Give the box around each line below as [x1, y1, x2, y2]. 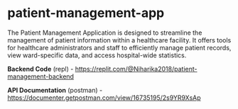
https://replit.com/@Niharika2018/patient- [75, 64, 198, 73]
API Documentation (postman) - [7, 86, 103, 94]
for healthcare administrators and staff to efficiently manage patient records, [7, 43, 232, 52]
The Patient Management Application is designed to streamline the [7, 28, 202, 37]
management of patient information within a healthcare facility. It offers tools [7, 35, 232, 44]
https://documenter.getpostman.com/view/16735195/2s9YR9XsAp [7, 93, 201, 102]
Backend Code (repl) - [7, 64, 74, 73]
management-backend [7, 72, 75, 81]
